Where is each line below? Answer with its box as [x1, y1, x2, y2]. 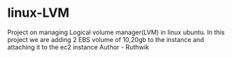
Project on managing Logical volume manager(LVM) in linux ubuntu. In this [7, 28, 225, 36]
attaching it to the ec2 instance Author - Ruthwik [7, 43, 150, 51]
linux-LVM [7, 5, 70, 21]
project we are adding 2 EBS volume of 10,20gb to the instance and [7, 35, 204, 43]
